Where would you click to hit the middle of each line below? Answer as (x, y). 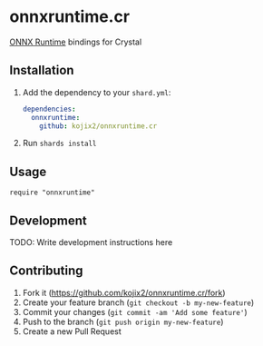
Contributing (46, 271)
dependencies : (49, 109)
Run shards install (59, 143)
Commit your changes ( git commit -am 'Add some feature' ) (135, 311)
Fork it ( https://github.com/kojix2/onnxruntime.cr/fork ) (124, 292)
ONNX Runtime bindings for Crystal (76, 42)
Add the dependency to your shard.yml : (97, 92)
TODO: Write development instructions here (91, 242)
